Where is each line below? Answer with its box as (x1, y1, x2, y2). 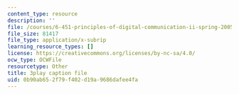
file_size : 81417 (7, 30, 59, 37)
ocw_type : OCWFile (7, 57, 62, 64)
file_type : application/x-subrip (7, 37, 107, 44)
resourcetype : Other (7, 63, 69, 70)
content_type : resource (7, 10, 78, 18)
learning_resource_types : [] (7, 43, 94, 50)
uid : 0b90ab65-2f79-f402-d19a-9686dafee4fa (7, 76, 139, 83)
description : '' (7, 17, 55, 24)
